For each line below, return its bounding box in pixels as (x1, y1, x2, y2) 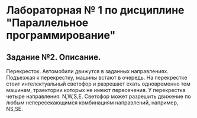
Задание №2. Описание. (6, 52, 101, 62)
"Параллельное (6, 16, 89, 29)
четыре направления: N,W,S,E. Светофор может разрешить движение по (6, 93, 191, 100)
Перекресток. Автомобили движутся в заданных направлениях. (6, 68, 169, 74)
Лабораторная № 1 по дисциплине (6, 4, 185, 17)
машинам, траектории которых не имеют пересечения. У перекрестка (6, 87, 186, 93)
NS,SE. (6, 106, 23, 112)
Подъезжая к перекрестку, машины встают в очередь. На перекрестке (6, 74, 188, 81)
